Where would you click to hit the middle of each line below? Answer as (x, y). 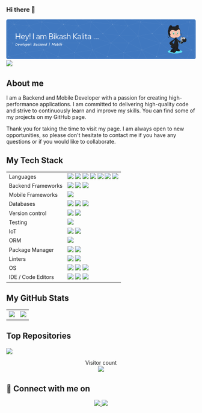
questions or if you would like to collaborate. (61, 142)
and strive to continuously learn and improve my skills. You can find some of (101, 110)
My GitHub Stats (38, 298)
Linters (17, 258)
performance (23, 104)
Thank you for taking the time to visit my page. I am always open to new (95, 129)
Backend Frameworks (36, 185)
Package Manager (31, 249)
